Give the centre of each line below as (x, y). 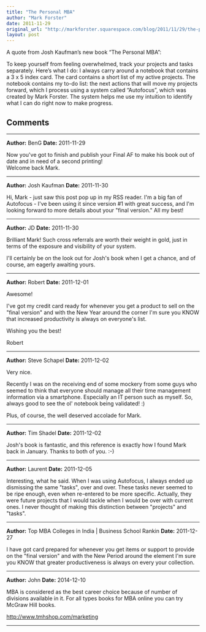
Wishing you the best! (34, 331)
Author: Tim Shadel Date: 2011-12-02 (54, 433)
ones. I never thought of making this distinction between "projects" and (97, 506)
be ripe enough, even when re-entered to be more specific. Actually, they (99, 494)
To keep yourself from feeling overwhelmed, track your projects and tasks (100, 64)
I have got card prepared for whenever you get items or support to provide (101, 549)
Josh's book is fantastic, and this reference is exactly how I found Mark (97, 445)
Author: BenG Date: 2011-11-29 (46, 143)
